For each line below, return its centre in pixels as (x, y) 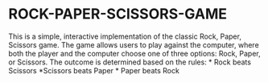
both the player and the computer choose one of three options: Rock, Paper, (134, 53)
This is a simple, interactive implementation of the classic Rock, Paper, (125, 36)
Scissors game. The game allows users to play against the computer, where (134, 44)
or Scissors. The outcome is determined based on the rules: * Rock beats (130, 62)
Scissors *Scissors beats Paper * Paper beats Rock (94, 70)
